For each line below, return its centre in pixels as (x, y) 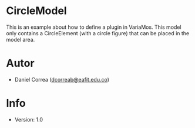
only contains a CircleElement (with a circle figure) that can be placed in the (98, 33)
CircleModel (36, 11)
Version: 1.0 (28, 119)
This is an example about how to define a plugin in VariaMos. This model (94, 27)
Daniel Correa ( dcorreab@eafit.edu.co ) (62, 79)
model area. (21, 39)
